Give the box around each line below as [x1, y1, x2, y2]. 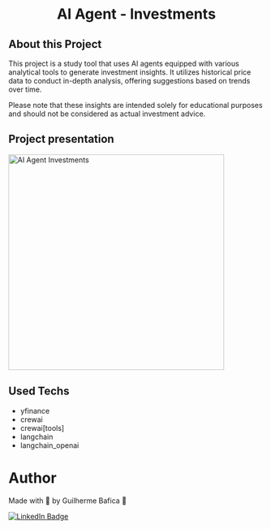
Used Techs [8, 385, 70, 398]
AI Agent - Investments [56, 5, 217, 24]
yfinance [19, 406, 50, 415]
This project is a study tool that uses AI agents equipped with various [8, 58, 239, 68]
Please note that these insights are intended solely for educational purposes [8, 101, 263, 110]
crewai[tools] [19, 423, 65, 432]
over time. [8, 84, 42, 94]
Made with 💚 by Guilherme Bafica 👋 [8, 496, 127, 505]
